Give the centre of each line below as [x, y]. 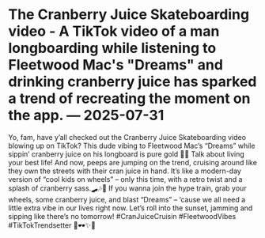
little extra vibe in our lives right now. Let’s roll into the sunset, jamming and [131, 208]
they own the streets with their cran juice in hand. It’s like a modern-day [125, 171]
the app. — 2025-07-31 [86, 115]
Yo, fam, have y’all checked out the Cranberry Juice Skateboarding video [127, 137]
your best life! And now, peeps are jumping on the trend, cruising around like [132, 162]
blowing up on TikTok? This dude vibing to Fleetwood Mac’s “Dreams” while [132, 145]
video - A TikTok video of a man [114, 31]
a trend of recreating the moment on [129, 98]
